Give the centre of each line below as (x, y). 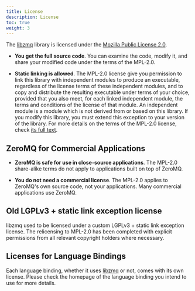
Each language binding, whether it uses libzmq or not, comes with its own (95, 270)
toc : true (18, 22)
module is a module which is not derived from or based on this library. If (101, 111)
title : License (25, 11)
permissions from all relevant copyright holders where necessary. (85, 238)
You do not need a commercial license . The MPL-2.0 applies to (91, 180)
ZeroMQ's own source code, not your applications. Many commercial (98, 186)
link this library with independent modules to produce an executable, (97, 80)
